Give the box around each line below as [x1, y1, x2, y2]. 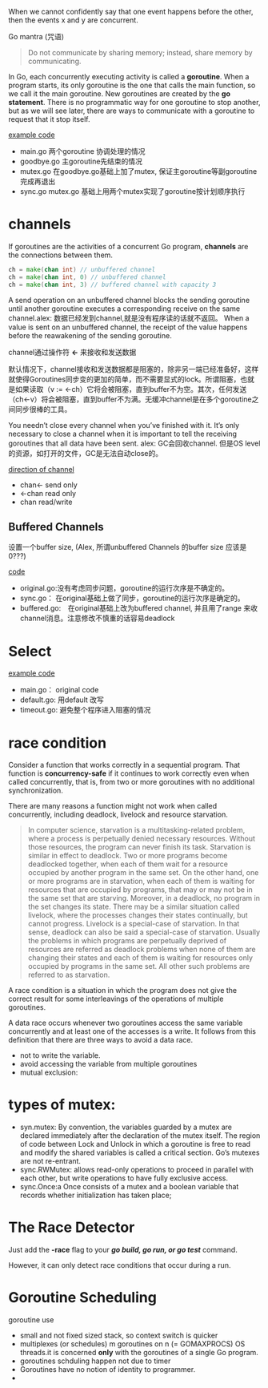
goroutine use [8, 1315, 54, 1325]
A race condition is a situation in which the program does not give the [8, 986, 238, 995]
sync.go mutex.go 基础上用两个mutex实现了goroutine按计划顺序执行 [19, 187, 246, 196]
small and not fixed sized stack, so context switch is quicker [19, 1330, 218, 1341]
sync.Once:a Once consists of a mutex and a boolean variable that [19, 1182, 239, 1192]
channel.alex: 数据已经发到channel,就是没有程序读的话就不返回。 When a [8, 313, 250, 323]
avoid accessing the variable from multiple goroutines [19, 1059, 198, 1069]
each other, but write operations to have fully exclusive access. [19, 1173, 229, 1183]
